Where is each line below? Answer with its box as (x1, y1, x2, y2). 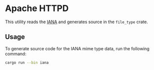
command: (5, 51, 27, 56)
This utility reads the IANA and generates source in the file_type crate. (5, 19, 148, 25)
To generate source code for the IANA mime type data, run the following (5, 45, 150, 51)
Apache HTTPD (5, 3, 69, 14)
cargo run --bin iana (5, 60, 49, 65)
